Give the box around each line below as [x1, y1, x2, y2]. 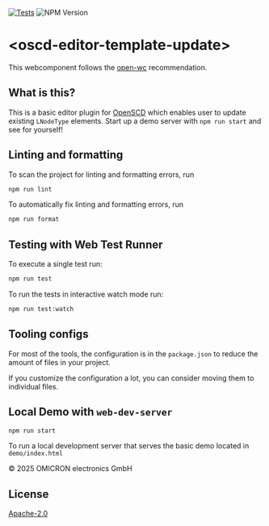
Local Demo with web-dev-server [8, 405, 173, 419]
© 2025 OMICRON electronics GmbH [8, 464, 132, 473]
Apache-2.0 [8, 509, 48, 519]
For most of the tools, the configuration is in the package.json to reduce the [8, 348, 258, 359]
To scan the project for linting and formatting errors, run [8, 170, 195, 179]
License [8, 487, 49, 501]
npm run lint [8, 185, 53, 193]
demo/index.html [8, 449, 63, 458]
